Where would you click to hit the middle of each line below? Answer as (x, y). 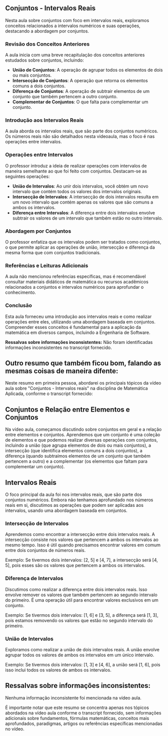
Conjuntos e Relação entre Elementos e (67, 409)
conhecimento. (21, 292)
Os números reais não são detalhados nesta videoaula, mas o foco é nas (80, 136)
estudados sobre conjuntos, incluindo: (44, 60)
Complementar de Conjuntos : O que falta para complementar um (80, 102)
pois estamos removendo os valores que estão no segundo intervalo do (79, 620)
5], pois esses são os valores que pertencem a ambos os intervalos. (75, 566)
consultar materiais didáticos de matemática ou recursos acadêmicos (77, 282)
